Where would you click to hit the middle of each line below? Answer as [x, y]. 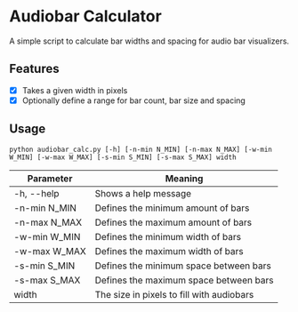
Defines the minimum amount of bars [172, 208]
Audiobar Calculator [85, 16]
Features [34, 69]
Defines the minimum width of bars [168, 236]
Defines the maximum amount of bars [173, 222]
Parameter [50, 178]
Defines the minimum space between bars [183, 266]
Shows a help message [143, 193]
